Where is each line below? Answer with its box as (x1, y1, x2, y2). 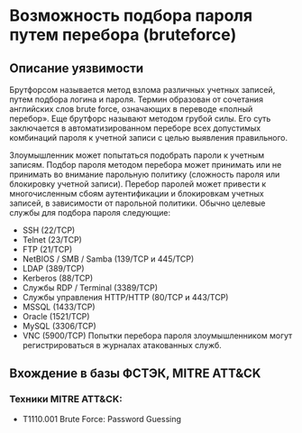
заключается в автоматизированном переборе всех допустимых (9, 123, 261, 134)
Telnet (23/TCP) (22, 235, 83, 244)
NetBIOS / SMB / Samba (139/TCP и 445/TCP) (22, 253, 195, 264)
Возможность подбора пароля (9, 5, 253, 26)
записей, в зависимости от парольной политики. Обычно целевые (9, 198, 266, 208)
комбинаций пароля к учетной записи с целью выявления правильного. (9, 133, 288, 143)
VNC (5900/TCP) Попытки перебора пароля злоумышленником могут (22, 330, 293, 341)
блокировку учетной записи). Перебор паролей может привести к (9, 179, 267, 189)
